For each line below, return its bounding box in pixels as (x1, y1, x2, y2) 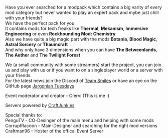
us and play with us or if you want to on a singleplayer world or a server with (5, 67, 163, 73)
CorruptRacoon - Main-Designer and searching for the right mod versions (5, 122, 158, 128)
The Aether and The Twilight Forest (5, 52, 81, 58)
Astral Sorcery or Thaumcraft (5, 41, 68, 47)
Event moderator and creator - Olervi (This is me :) (5, 92, 110, 98)
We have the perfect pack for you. (5, 20, 76, 26)
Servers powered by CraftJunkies (5, 102, 75, 108)
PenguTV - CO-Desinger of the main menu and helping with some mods (5, 117, 154, 123)
